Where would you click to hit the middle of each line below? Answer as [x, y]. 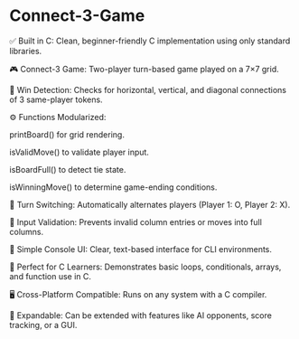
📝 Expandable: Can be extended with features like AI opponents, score [141, 315]
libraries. [26, 51]
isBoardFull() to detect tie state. [68, 169]
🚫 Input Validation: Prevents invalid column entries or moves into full [135, 221]
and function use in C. [51, 276]
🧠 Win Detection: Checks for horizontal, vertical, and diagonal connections [148, 89]
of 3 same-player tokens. [56, 99]
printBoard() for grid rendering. [67, 134]
